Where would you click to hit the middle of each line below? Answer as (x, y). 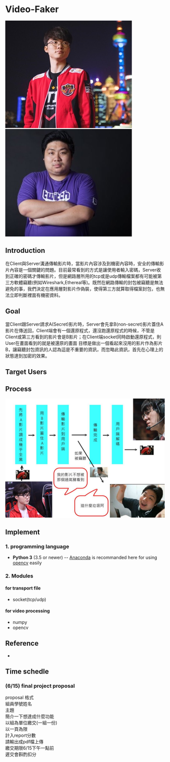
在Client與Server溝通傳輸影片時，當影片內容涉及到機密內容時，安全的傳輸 (82, 263)
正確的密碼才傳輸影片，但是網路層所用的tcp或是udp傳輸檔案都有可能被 (83, 276)
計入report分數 (21, 735)
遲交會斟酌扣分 (21, 754)
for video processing (28, 611)
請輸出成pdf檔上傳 (25, 742)
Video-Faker (32, 9)
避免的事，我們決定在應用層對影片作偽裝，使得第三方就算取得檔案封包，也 (83, 289)
